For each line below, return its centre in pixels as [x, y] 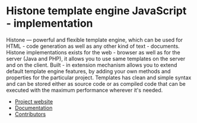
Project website [34, 101]
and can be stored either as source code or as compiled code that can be [96, 83]
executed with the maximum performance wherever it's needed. [85, 90]
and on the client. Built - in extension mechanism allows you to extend [92, 65]
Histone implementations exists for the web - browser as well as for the [93, 52]
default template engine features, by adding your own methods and [88, 71]
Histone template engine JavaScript [96, 11]
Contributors [30, 114]
